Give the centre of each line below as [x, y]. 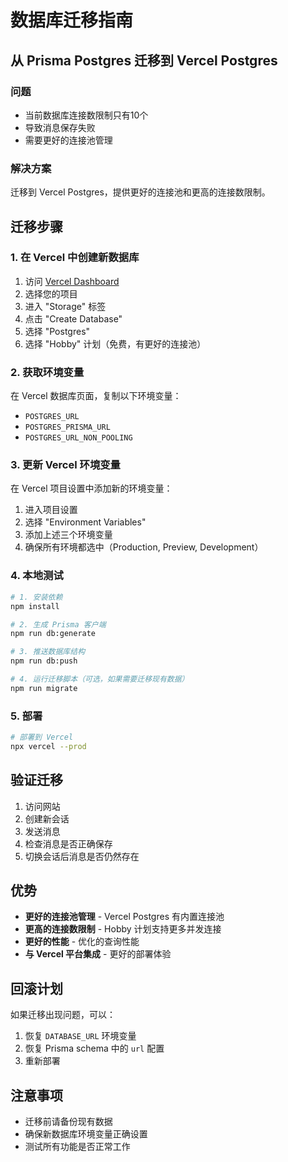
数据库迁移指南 [72, 20]
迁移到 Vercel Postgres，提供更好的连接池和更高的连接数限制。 [140, 192]
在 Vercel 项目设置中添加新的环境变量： [91, 488]
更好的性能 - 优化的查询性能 [82, 942]
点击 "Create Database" [73, 318]
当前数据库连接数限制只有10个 [86, 115]
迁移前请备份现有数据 [68, 1122]
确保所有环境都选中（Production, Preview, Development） [144, 547]
